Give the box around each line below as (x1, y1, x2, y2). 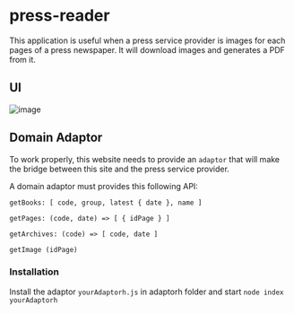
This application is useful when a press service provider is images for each (9, 35, 286, 46)
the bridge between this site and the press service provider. (9, 163, 230, 174)
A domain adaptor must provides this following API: (9, 180, 199, 191)
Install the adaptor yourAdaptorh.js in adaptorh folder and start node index (9, 286, 284, 297)
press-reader (9, 5, 110, 26)
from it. (9, 54, 36, 65)
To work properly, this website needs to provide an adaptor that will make (9, 153, 281, 164)
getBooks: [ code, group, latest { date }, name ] (9, 198, 203, 207)
